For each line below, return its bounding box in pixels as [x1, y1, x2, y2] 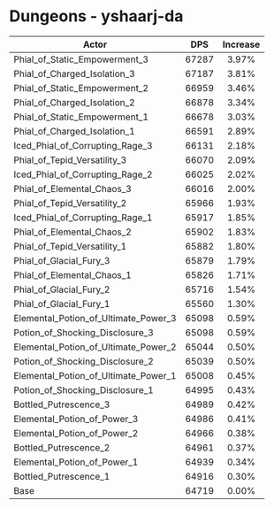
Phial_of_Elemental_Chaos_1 [13, 268, 133, 281]
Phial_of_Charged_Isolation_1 [13, 125, 135, 137]
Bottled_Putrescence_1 [13, 470, 110, 482]
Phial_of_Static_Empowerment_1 [13, 111, 148, 123]
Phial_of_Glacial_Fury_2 [13, 283, 110, 296]
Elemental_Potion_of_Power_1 [13, 456, 139, 468]
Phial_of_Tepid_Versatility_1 [13, 240, 127, 252]
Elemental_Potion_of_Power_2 [13, 427, 139, 439]
